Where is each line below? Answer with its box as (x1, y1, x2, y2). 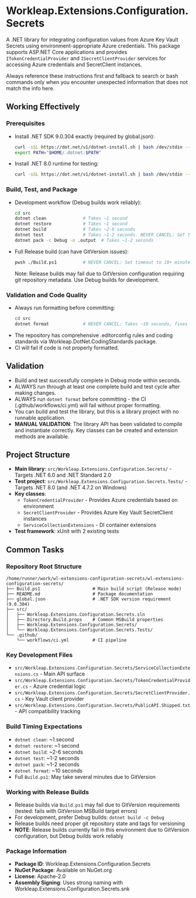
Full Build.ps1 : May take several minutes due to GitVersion (14, 773, 156, 780)
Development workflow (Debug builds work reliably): (14, 198, 142, 206)
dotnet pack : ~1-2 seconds (14, 761, 80, 768)
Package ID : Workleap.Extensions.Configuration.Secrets (14, 860, 151, 867)
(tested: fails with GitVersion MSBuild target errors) (14, 807, 137, 814)
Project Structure (6, 450, 70, 460)
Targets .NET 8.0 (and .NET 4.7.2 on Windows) (14, 484, 127, 491)
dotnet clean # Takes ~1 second (14, 215, 128, 221)
